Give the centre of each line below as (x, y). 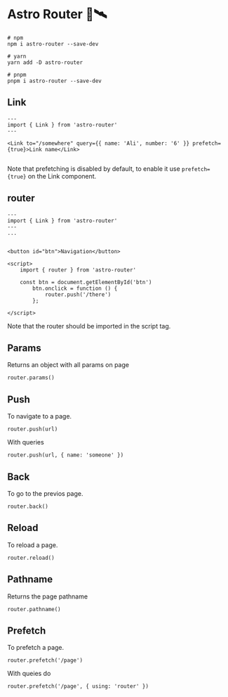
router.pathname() (34, 609)
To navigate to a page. (40, 416)
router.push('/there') (78, 294)
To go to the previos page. (45, 493)
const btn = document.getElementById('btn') (86, 282)
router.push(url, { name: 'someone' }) (66, 455)
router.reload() (31, 558)
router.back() (28, 506)
